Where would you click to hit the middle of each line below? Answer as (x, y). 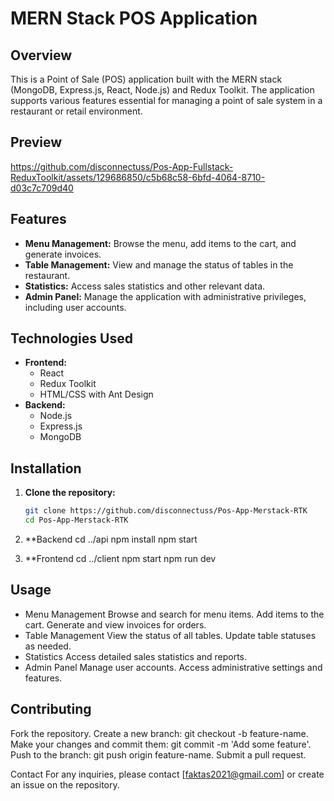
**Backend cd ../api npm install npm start (111, 539)
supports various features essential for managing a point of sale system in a (166, 100)
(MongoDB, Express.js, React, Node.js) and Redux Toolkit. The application (162, 90)
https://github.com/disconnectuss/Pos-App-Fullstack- (122, 166)
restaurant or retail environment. (76, 111)
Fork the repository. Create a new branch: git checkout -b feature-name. (159, 733)
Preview (36, 142)
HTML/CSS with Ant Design (96, 394)
